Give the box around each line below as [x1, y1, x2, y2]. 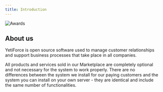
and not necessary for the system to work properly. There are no [5, 67, 135, 73]
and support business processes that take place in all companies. [5, 52, 137, 58]
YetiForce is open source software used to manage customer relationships [5, 47, 155, 53]
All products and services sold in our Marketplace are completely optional [5, 61, 154, 68]
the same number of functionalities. [5, 82, 77, 88]
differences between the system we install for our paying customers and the [5, 72, 159, 78]
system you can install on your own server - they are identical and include [5, 77, 154, 83]
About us [5, 34, 34, 43]
